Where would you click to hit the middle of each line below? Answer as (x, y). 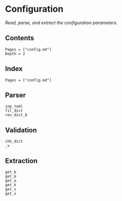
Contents (20, 38)
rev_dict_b (16, 115)
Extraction (21, 161)
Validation (21, 130)
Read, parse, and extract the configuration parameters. (61, 23)
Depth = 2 (15, 54)
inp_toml (14, 107)
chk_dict (14, 142)
